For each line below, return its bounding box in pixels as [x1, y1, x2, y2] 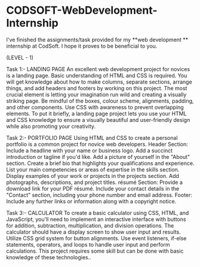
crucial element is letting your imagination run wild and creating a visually [6, 91, 187, 98]
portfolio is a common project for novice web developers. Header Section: [6, 140, 188, 148]
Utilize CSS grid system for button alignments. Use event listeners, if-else [6, 234, 187, 242]
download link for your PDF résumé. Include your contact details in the [6, 185, 180, 192]
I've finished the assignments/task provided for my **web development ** [6, 36, 189, 43]
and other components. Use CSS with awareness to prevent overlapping [6, 103, 184, 111]
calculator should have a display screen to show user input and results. [6, 228, 181, 235]
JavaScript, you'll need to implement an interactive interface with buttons [6, 216, 186, 223]
